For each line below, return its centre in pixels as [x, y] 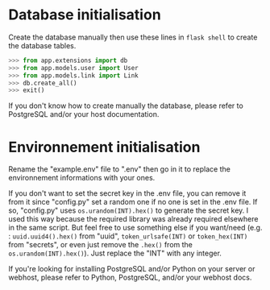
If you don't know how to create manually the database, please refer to [126, 106]
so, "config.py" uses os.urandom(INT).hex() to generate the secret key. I [129, 210]
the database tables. [42, 45]
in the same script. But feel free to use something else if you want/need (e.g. [135, 228]
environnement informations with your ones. [82, 178]
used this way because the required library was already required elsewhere [133, 219]
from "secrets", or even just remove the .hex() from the [101, 245]
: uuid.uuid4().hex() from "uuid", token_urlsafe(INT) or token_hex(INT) [128, 236]
